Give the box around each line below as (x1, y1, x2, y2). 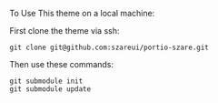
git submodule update (9, 85, 92, 94)
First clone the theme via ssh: (9, 26, 120, 36)
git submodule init (9, 77, 84, 86)
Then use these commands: (9, 59, 114, 69)
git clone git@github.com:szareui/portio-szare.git (9, 43, 209, 52)
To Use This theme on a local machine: (9, 8, 155, 18)
